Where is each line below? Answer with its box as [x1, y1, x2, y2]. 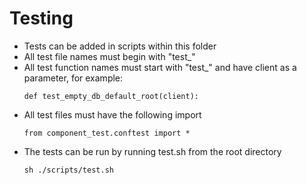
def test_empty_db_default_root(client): [23, 91, 199, 101]
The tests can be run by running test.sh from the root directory [23, 145, 282, 157]
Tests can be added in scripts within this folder [23, 40, 217, 52]
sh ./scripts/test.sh [23, 165, 114, 175]
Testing [9, 7, 74, 30]
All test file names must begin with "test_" [23, 50, 196, 62]
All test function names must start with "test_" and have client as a [23, 61, 297, 73]
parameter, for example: [23, 72, 124, 84]
